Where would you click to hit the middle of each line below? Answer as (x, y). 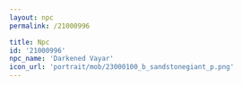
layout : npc (31, 17)
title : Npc (30, 42)
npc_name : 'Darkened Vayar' (62, 59)
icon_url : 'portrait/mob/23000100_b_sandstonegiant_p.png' (122, 67)
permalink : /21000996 (50, 26)
